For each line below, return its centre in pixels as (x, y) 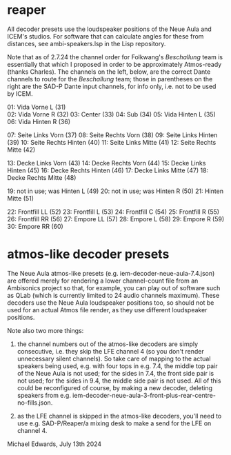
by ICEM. (20, 93)
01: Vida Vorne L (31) (37, 107)
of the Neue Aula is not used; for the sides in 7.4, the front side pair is (115, 373)
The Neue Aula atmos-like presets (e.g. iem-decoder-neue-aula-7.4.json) (111, 273)
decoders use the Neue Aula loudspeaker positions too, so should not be (111, 303)
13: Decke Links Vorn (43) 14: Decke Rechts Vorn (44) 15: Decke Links (107, 163)
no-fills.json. (35, 403)
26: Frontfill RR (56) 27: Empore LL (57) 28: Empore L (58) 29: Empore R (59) (116, 219)
